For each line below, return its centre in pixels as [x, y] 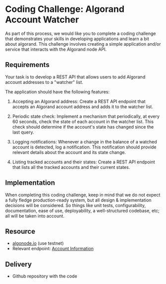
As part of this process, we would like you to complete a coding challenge [81, 33]
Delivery [19, 264]
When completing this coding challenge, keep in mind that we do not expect [83, 195]
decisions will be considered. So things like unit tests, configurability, [76, 205]
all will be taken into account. [35, 216]
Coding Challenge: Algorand [65, 9]
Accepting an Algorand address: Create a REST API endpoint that [79, 101]
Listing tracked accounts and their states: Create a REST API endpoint [83, 162]
